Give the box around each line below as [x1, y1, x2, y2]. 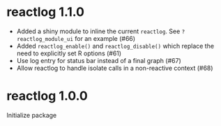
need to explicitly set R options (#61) [16, 49, 122, 57]
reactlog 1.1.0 [6, 4, 85, 20]
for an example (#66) [75, 34, 136, 42]
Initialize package [6, 111, 57, 119]
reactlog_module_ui [16, 35, 74, 42]
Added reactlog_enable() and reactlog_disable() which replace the [16, 42, 214, 50]
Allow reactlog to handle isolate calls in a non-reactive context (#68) [16, 64, 213, 72]
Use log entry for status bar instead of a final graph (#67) [16, 56, 182, 64]
